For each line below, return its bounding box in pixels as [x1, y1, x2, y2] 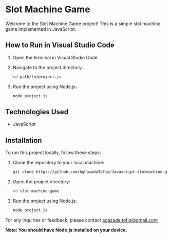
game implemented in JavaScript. [5, 26, 77, 32]
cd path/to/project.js [12, 74, 62, 79]
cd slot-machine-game [12, 188, 59, 193]
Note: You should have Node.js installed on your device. [5, 227, 127, 233]
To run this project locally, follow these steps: [5, 149, 101, 156]
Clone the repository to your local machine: [12, 160, 104, 166]
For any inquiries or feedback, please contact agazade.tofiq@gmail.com [5, 217, 158, 223]
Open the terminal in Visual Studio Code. [12, 54, 99, 60]
